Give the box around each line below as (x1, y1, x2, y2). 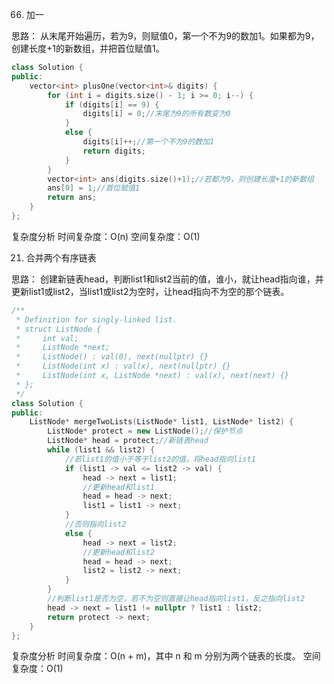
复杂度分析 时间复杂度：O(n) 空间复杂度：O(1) (11, 230, 201, 242)
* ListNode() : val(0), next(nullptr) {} (15, 352, 209, 362)
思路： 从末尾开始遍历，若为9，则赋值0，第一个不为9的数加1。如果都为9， (11, 30, 320, 42)
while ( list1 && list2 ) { (47, 445, 156, 455)
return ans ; (47, 193, 98, 203)
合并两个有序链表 (25, 251, 97, 263)
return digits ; (82, 146, 146, 156)
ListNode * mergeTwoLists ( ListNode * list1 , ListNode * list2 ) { (29, 417, 294, 427)
